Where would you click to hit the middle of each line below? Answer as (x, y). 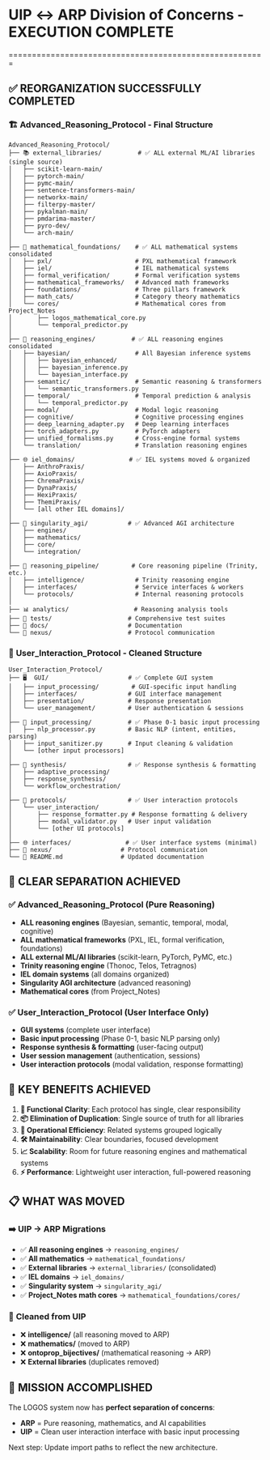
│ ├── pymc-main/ (41, 183)
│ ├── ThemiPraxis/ (45, 502)
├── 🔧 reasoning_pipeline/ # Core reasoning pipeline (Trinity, (133, 566)
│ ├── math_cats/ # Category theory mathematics (124, 296)
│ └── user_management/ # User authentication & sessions (126, 708)
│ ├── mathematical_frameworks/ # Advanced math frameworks (119, 282)
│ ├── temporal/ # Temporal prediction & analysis (130, 396)
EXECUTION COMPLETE (91, 32)
